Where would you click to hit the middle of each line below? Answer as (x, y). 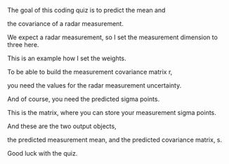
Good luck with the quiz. (42, 153)
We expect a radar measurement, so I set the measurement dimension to (112, 37)
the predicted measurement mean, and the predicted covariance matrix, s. (115, 140)
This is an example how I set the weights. (67, 58)
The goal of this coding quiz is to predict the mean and (86, 10)
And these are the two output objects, (62, 126)
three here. (23, 45)
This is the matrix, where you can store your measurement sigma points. (112, 112)
